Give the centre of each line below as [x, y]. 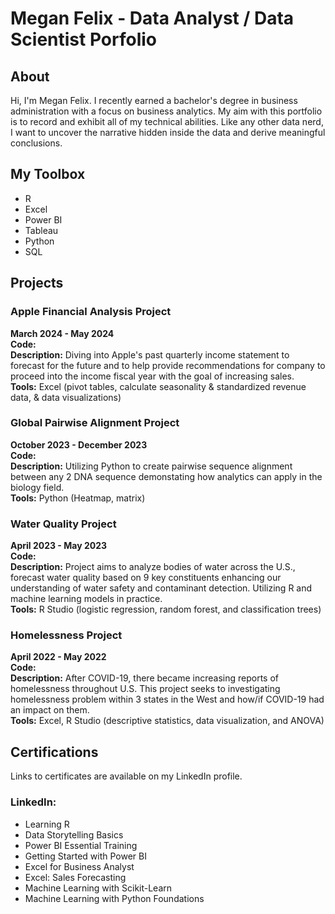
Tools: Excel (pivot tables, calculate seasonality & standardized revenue [158, 386]
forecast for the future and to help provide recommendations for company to [168, 365]
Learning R [47, 824]
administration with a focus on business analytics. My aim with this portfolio [166, 111]
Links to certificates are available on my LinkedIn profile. [126, 776]
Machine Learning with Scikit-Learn [98, 888]
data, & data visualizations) [66, 397]
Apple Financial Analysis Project [91, 312]
